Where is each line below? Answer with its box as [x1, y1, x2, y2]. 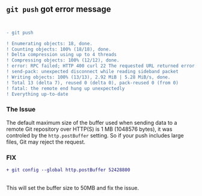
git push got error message [6, 4, 111, 14]
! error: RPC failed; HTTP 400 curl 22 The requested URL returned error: [6, 63, 198, 69]
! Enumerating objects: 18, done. [6, 40, 93, 46]
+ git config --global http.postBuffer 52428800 [6, 167, 130, 173]
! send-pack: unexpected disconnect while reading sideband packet [6, 69, 179, 75]
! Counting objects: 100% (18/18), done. [6, 46, 112, 52]
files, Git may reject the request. [6, 138, 86, 145]
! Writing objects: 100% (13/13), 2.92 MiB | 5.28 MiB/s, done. [6, 74, 171, 80]
